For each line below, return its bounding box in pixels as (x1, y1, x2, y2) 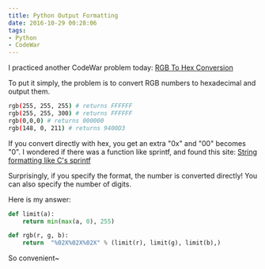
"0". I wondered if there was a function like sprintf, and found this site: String (8, 147, 258, 156)
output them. (8, 86, 50, 96)
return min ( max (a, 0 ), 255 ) (22, 217, 115, 225)
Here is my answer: (8, 194, 71, 204)
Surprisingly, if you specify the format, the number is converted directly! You (8, 171, 258, 180)
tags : (8, 26, 26, 34)
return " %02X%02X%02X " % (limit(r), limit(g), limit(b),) (22, 239, 221, 247)
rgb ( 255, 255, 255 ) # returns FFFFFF (8, 102, 133, 110)
